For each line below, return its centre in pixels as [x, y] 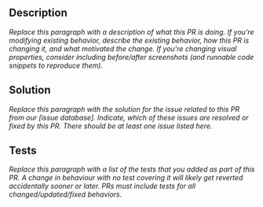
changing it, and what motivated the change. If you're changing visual [123, 48]
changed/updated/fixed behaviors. [66, 194]
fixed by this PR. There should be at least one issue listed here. [111, 126]
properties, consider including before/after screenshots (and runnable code [131, 57]
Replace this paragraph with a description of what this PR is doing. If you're [131, 31]
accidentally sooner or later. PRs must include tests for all [102, 186]
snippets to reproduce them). [56, 65]
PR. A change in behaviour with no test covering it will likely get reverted [126, 178]
